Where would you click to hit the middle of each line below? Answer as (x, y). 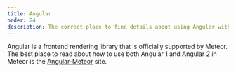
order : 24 (22, 20)
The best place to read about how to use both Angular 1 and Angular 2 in (112, 54)
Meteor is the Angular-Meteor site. (57, 62)
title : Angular (29, 14)
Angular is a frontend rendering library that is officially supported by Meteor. (118, 47)
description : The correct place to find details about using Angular (111, 27)
